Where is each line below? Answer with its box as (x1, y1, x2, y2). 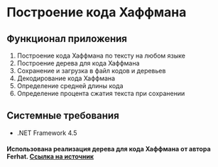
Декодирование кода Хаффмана (16, 74, 115, 82)
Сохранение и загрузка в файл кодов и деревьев (16, 67, 166, 75)
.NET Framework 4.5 (16, 129, 77, 137)
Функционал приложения (6, 33, 127, 45)
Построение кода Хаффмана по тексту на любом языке (16, 51, 186, 60)
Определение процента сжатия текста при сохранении (16, 90, 185, 97)
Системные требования (6, 109, 120, 122)
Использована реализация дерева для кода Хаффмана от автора (6, 145, 211, 153)
